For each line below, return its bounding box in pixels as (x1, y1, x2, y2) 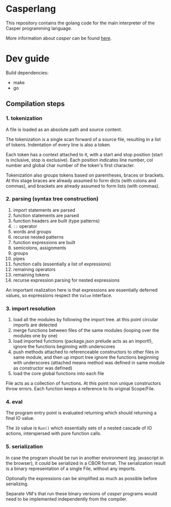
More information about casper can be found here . (6, 35, 112, 41)
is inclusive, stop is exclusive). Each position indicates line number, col (6, 157, 153, 163)
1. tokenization (6, 115, 43, 122)
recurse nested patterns (13, 234, 64, 240)
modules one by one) (13, 333, 58, 339)
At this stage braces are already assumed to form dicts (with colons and (6, 177, 156, 183)
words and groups (13, 228, 52, 234)
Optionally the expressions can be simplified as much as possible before (6, 475, 157, 481)
